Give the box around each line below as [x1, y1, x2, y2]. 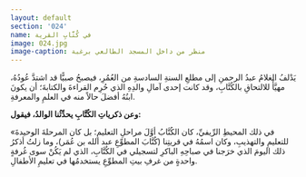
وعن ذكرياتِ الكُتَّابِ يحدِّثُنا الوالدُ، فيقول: [10, 109, 142, 120]
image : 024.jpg [10, 38, 68, 48]
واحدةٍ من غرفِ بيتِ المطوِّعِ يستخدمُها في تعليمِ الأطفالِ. [10, 155, 198, 166]
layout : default [10, 13, 72, 23]
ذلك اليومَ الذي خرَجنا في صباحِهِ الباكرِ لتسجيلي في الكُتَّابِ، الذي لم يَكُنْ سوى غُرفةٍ [10, 146, 286, 157]
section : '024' [10, 22, 68, 31]
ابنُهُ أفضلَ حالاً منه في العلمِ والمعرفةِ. [10, 92, 135, 103]
